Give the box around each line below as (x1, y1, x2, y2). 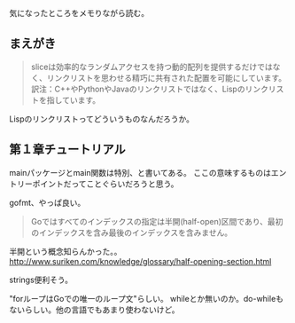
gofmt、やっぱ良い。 (9, 197, 86, 208)
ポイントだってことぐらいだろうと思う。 (32, 178, 179, 189)
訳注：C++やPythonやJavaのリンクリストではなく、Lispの (30, 83, 245, 94)
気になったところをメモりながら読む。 (9, 8, 149, 18)
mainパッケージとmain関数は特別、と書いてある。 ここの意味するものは (9, 167, 272, 177)
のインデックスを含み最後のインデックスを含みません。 (30, 227, 233, 238)
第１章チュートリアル (9, 142, 126, 157)
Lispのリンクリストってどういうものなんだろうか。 (9, 114, 195, 124)
